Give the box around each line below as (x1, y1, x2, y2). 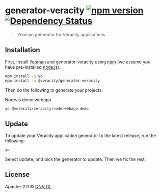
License (5, 170, 30, 179)
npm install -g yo (5, 74, 43, 79)
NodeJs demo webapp (5, 96, 52, 103)
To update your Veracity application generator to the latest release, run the (5, 133, 156, 139)
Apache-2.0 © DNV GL (5, 183, 52, 189)
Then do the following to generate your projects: (5, 87, 103, 93)
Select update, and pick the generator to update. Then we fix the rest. (5, 156, 146, 162)
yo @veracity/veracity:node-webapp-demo (5, 106, 89, 111)
